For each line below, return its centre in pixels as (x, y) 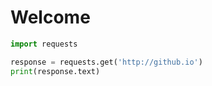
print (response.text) (55, 71)
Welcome (50, 17)
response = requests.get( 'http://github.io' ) (106, 62)
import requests (44, 44)
